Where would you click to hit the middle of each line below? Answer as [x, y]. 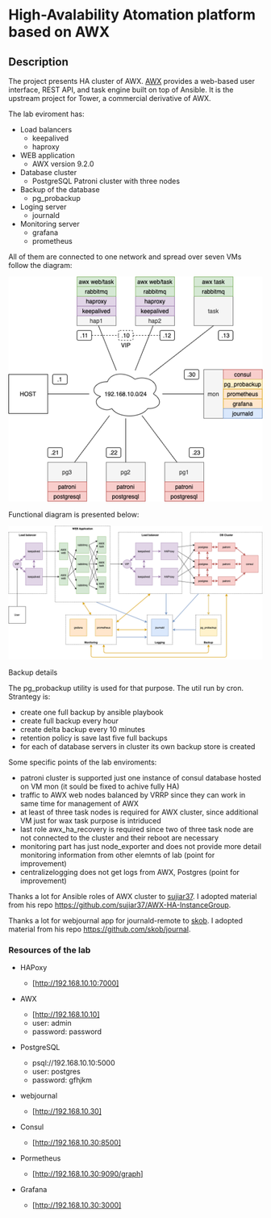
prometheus [52, 241]
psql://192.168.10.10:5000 [73, 1063]
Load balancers [46, 130]
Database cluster [48, 172]
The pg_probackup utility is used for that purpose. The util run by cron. [126, 688]
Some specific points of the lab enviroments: [83, 762]
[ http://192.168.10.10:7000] [75, 983]
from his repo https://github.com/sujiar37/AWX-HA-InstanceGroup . [120, 905]
